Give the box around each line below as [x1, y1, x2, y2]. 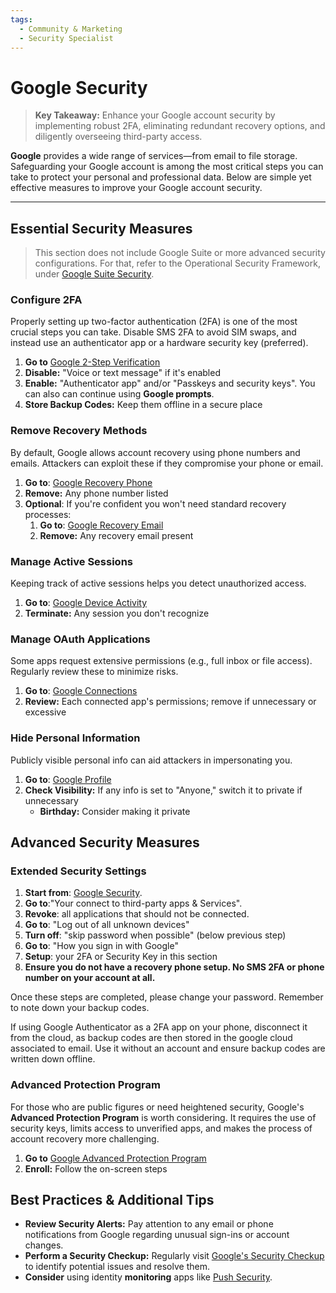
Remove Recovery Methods [10, 424, 148, 438]
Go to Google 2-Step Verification [24, 356, 161, 368]
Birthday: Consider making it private [39, 805, 191, 817]
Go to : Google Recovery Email [39, 519, 164, 531]
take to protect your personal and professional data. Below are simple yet [10, 171, 312, 183]
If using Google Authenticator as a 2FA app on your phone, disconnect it [10, 1021, 308, 1033]
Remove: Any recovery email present [39, 529, 194, 541]
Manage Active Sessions [10, 554, 133, 568]
